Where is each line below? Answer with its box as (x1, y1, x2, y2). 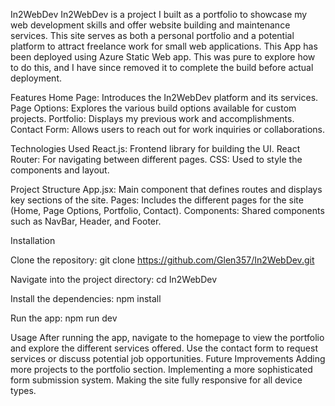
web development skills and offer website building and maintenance (10, 19, 291, 31)
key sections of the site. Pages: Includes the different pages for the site (10, 194, 304, 206)
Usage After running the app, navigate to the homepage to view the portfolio (10, 332, 325, 343)
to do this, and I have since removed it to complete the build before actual (10, 62, 314, 73)
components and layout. (10, 164, 110, 176)
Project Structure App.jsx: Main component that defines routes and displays (10, 184, 323, 195)
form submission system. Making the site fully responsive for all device (10, 374, 303, 386)
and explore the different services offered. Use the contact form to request (10, 342, 318, 354)
